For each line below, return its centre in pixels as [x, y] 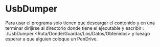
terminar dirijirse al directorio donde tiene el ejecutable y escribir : [75, 28]
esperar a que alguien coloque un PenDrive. [52, 39]
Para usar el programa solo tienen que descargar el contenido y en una [80, 23]
